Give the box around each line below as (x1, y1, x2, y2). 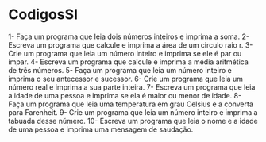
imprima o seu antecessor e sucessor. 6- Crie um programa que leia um (8, 74, 244, 83)
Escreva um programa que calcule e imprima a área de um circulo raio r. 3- (8, 40, 253, 49)
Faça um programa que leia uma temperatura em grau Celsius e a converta (8, 99, 254, 109)
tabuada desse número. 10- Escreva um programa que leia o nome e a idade (8, 116, 258, 125)
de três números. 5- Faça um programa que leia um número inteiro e (8, 65, 232, 75)
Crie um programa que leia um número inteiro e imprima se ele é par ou (8, 48, 242, 58)
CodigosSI (8, 6, 78, 24)
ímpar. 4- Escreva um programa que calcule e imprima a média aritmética (8, 57, 249, 67)
